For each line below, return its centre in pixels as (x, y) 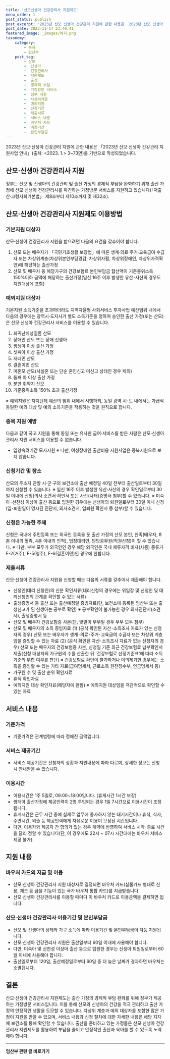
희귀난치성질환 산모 (32, 333)
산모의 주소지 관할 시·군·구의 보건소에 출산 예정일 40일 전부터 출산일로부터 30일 (84, 483)
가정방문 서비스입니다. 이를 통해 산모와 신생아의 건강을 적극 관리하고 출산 (86, 1004)
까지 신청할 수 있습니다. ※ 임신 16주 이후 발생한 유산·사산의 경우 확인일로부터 (80, 489)
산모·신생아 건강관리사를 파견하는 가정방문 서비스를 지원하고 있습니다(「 (84, 190)
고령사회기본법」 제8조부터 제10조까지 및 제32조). (60, 196)
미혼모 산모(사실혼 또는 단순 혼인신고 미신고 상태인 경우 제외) (73, 371)
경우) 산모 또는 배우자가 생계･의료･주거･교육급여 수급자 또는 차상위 (88, 634)
